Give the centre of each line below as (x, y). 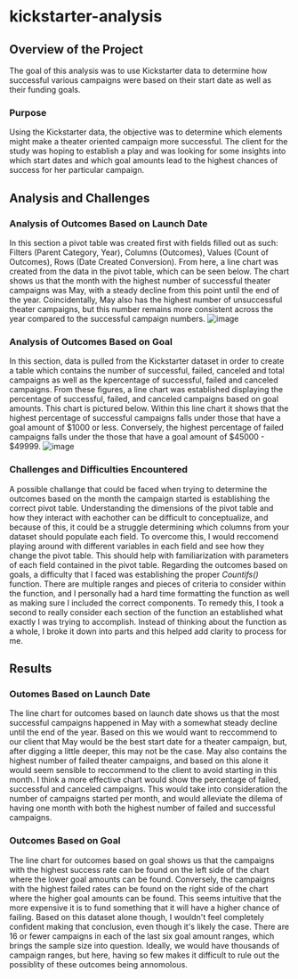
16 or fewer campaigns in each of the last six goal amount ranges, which (142, 936)
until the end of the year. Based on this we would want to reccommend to (143, 732)
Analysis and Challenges (80, 198)
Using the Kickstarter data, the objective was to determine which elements (146, 132)
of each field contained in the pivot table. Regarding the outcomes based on (149, 564)
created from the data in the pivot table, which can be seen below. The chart (149, 271)
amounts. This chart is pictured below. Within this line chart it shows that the (149, 408)
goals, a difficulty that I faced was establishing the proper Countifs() (134, 574)
